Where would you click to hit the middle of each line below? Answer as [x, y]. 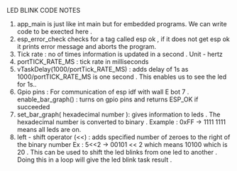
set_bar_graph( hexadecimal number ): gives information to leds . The [118, 114]
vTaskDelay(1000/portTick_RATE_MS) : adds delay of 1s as [103, 69]
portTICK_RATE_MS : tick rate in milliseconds [83, 62]
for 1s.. [27, 84]
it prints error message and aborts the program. [87, 46]
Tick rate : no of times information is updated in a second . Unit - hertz [120, 54]
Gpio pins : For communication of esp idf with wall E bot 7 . [103, 92]
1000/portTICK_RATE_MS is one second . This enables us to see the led [122, 77]
